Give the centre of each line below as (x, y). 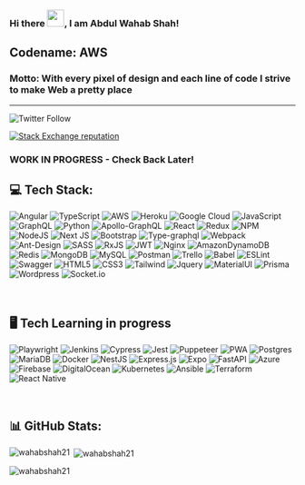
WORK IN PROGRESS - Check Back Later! (102, 159)
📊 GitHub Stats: (56, 426)
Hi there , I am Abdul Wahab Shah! (94, 23)
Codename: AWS (59, 53)
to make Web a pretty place (71, 90)
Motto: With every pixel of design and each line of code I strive (150, 79)
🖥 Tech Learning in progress (90, 323)
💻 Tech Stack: (51, 189)
